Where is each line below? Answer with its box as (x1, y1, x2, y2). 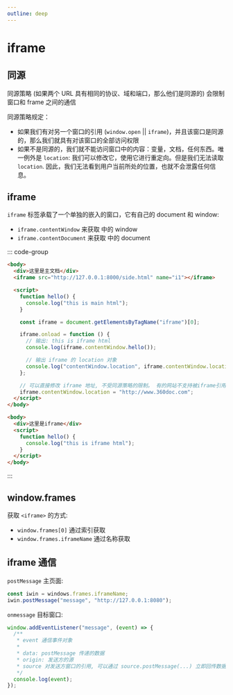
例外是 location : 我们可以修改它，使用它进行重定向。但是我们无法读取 (23, 153, 224, 162)
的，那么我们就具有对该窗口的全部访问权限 (17, 136, 139, 144)
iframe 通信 (7, 557, 57, 569)
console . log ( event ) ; (13, 676, 73, 683)
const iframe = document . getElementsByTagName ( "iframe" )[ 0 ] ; (19, 319, 200, 326)
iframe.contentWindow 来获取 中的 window (17, 225, 138, 233)
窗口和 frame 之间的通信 (7, 98, 76, 106)
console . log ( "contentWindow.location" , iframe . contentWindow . (25, 362, 209, 370)
